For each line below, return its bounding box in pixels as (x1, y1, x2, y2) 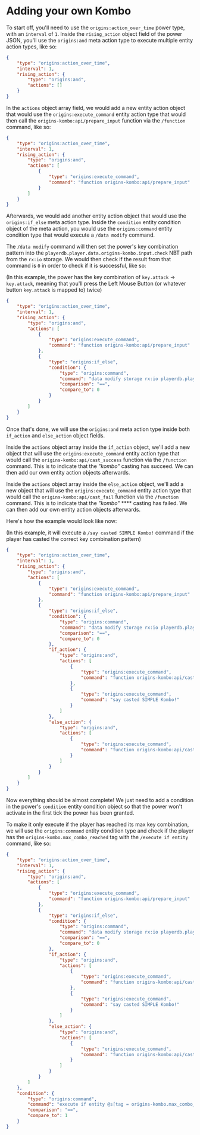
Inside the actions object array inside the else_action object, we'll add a (6, 480, 184, 488)
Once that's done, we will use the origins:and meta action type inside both (6, 426, 190, 433)
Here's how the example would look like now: (6, 517, 117, 524)
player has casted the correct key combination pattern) (6, 535, 142, 542)
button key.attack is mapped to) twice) (6, 286, 102, 293)
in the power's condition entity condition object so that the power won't (6, 803, 183, 810)
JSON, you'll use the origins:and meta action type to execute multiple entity (6, 36, 193, 44)
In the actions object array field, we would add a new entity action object (6, 104, 186, 111)
